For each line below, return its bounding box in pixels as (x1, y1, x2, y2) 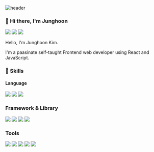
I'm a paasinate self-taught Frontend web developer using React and (5, 49, 149, 55)
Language (5, 80, 27, 86)
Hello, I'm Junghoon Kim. (5, 40, 59, 46)
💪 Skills (5, 68, 24, 75)
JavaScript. (5, 55, 30, 61)
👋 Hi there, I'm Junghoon (5, 17, 68, 24)
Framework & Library (5, 105, 59, 112)
